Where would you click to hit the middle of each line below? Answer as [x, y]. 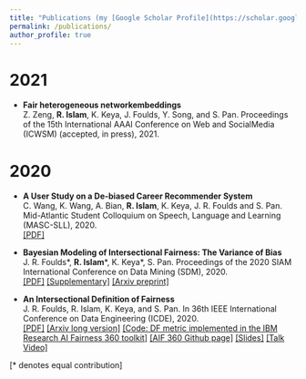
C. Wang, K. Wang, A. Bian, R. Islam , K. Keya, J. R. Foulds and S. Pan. [153, 206]
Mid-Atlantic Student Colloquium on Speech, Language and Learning [152, 216]
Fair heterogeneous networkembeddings [102, 105]
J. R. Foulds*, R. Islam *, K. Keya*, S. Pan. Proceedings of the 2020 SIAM [157, 262]
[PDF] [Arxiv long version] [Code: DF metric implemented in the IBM [150, 328]
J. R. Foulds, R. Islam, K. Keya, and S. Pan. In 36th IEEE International [150, 309]
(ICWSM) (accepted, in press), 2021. [91, 134]
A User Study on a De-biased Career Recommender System [138, 196]
